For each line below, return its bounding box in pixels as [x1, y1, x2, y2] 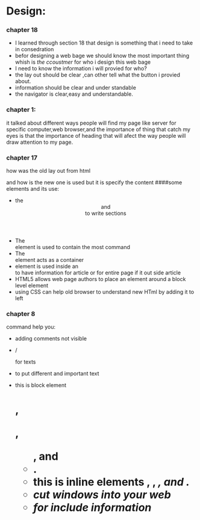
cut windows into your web [33, 487, 172, 501]
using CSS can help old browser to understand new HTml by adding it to [14, 288, 195, 296]
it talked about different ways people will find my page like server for [6, 119, 177, 126]
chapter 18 [6, 26, 38, 34]
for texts [14, 358, 36, 365]
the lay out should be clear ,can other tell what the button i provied [14, 71, 181, 79]
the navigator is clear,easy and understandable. [14, 90, 134, 97]
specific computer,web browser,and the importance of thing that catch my [6, 125, 191, 133]
